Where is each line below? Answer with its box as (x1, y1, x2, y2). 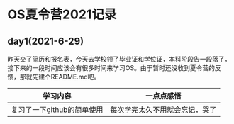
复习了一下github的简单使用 (11, 105, 104, 114)
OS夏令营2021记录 (7, 6, 117, 23)
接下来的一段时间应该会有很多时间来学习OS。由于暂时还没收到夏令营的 (7, 64, 215, 72)
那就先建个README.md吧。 (19, 72, 101, 81)
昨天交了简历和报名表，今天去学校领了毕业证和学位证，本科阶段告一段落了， (7, 55, 231, 63)
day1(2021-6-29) (7, 35, 84, 47)
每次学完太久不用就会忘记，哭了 (109, 105, 217, 114)
